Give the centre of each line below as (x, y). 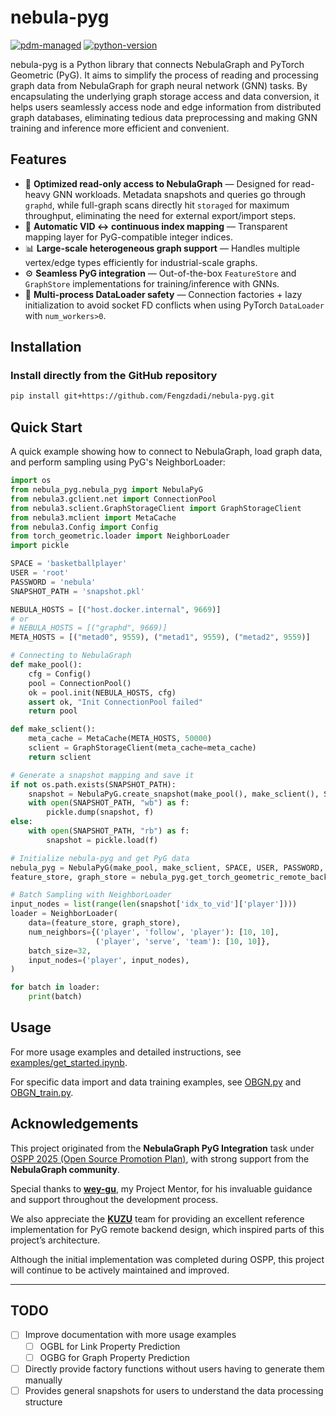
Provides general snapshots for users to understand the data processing (174, 1390)
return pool (53, 711)
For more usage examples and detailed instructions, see (126, 1052)
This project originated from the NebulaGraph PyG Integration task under (162, 1148)
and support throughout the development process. (114, 1199)
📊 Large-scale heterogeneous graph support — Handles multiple (162, 248)
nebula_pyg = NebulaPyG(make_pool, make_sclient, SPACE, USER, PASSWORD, (167, 867)
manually (43, 1380)
